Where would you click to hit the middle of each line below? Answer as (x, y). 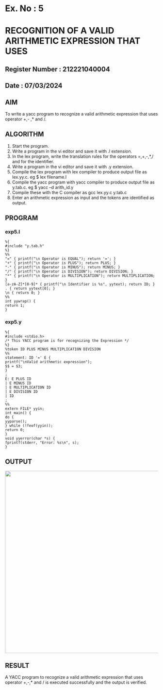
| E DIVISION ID (21, 391)
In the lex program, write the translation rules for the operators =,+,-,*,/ (83, 156)
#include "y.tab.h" (25, 246)
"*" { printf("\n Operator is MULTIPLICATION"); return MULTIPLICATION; (80, 276)
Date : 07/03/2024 (34, 86)
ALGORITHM (24, 134)
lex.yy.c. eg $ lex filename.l (39, 177)
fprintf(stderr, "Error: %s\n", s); (42, 442)
